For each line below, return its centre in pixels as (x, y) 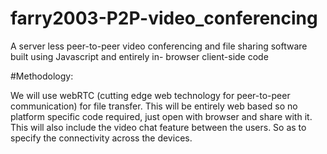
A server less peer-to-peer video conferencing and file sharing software (159, 46)
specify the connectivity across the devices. (101, 138)
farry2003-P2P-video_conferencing (164, 18)
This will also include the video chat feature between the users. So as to (158, 127)
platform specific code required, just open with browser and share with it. (161, 116)
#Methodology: (42, 76)
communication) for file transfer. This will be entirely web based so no (154, 106)
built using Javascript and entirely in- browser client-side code (139, 56)
